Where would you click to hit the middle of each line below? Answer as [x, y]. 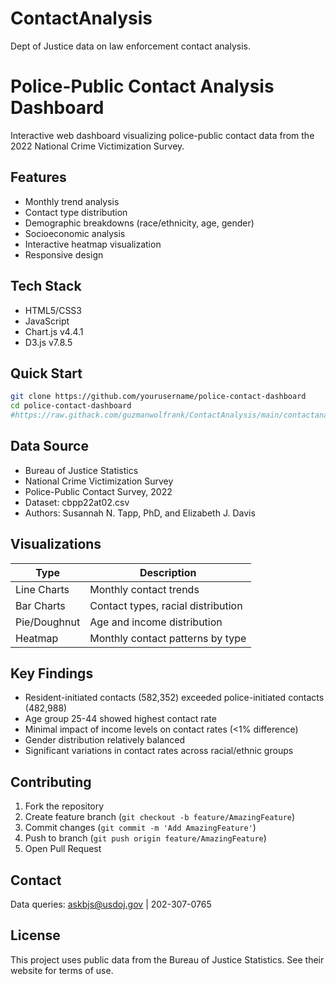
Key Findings [52, 673]
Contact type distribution [76, 212]
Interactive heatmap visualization [93, 244]
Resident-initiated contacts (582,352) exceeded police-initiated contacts [174, 698]
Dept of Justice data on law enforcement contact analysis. [130, 46]
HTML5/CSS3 [53, 310]
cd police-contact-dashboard [71, 406]
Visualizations [56, 544]
